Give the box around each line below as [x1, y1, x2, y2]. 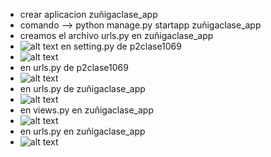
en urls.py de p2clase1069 [19, 62, 129, 73]
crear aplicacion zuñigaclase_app [19, 9, 158, 20]
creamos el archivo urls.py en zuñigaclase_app [19, 30, 214, 41]
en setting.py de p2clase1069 [60, 40, 182, 52]
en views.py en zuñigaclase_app [19, 104, 155, 116]
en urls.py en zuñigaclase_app [19, 125, 146, 137]
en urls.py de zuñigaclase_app [19, 83, 146, 94]
